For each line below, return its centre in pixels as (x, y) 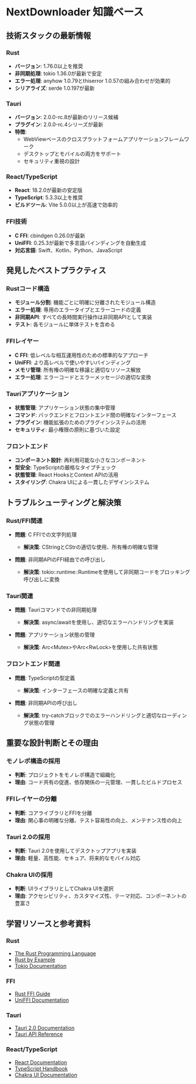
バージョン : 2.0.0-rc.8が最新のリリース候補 (66, 117)
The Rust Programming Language (55, 953)
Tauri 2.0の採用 (28, 837)
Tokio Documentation (40, 965)
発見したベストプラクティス (56, 271)
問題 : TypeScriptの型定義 (45, 678)
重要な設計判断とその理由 (52, 743)
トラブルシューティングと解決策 (64, 502)
